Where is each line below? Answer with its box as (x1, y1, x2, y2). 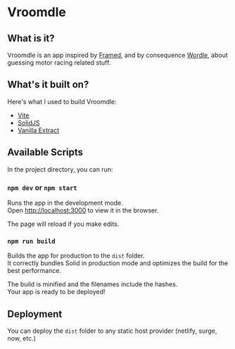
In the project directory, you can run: (7, 165, 113, 173)
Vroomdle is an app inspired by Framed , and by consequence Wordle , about (7, 51, 229, 59)
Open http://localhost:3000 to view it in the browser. (7, 205, 159, 215)
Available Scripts (7, 146, 83, 158)
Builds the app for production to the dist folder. (7, 251, 145, 260)
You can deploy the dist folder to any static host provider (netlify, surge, (7, 326, 217, 335)
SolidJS (17, 118, 40, 127)
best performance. (7, 267, 62, 275)
